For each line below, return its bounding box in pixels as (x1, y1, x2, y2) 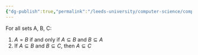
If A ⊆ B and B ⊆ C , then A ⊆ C (14, 42, 92, 49)
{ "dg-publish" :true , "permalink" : (5, 8, 88, 15)
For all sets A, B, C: (5, 25, 52, 32)
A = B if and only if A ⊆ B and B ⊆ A (14, 36, 103, 43)
